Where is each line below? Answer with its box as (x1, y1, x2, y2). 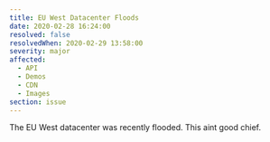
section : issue (9, 97, 67, 107)
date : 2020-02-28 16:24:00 (9, 22, 111, 31)
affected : (9, 55, 47, 64)
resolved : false (9, 30, 70, 39)
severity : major (9, 47, 70, 56)
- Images (17, 89, 51, 98)
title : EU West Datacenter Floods (9, 13, 140, 23)
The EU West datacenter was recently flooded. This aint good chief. (9, 122, 262, 133)
